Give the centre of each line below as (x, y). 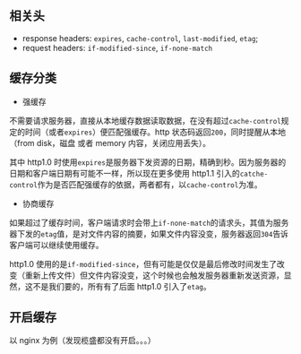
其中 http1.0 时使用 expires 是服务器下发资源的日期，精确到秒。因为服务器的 (148, 162)
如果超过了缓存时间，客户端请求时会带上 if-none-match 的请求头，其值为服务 (149, 222)
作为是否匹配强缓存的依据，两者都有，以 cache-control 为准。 (150, 184)
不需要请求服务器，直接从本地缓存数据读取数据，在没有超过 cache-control (146, 120)
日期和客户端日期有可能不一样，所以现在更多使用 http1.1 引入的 (125, 173)
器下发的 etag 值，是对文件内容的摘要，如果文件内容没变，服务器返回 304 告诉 (149, 233)
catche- (254, 174)
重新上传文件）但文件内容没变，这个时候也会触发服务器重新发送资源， (154, 275)
